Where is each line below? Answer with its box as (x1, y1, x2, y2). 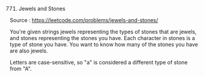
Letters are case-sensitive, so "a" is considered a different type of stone (10, 59, 188, 66)
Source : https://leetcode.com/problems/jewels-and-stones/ (10, 17, 159, 23)
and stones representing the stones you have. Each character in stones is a (10, 35, 195, 41)
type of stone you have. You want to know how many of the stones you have (10, 41, 198, 48)
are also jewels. (10, 47, 48, 54)
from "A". (10, 65, 32, 72)
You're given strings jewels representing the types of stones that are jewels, (10, 28, 197, 35)
